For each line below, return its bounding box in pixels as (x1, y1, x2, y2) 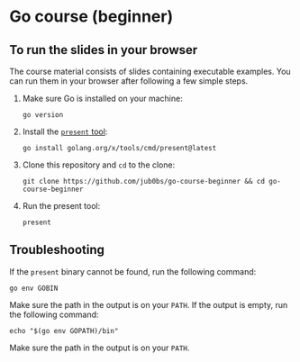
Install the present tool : (22, 126, 108, 137)
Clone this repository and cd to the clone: (22, 159, 176, 170)
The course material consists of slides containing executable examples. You (9, 66, 291, 77)
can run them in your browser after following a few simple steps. (9, 76, 249, 86)
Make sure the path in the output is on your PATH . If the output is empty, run (9, 299, 288, 310)
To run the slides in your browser (9, 42, 198, 58)
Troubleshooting (9, 242, 105, 258)
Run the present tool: (22, 201, 101, 211)
